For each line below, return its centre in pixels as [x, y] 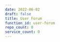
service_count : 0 [22, 32]
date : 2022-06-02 [22, 9]
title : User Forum [23, 18]
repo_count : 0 [19, 28]
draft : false [18, 14]
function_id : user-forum [30, 23]
